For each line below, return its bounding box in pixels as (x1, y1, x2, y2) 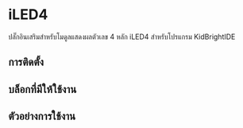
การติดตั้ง (8, 56, 44, 69)
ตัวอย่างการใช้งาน (8, 110, 76, 123)
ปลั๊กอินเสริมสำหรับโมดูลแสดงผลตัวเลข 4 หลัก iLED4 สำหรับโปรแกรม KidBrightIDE (8, 32, 236, 41)
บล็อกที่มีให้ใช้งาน (8, 82, 77, 96)
